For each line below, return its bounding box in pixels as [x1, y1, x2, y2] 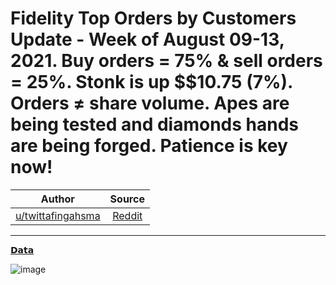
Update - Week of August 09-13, [10, 28, 285, 51]
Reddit [112, 208, 143, 222]
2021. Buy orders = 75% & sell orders [10, 50, 323, 72]
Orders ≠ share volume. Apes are [10, 92, 290, 115]
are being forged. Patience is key [10, 135, 288, 157]
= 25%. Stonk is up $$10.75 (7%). [10, 71, 293, 94]
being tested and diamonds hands [10, 113, 299, 136]
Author [40, 192, 75, 206]
